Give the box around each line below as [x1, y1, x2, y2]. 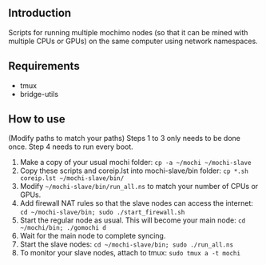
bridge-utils [19, 89, 58, 98]
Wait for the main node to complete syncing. [19, 231, 166, 241]
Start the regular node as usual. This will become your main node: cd [19, 215, 246, 225]
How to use [8, 112, 66, 126]
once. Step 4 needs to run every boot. [8, 142, 133, 151]
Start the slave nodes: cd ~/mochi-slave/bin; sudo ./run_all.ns [19, 239, 234, 249]
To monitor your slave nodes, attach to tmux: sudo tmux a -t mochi [19, 248, 241, 258]
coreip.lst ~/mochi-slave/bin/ [19, 175, 125, 183]
